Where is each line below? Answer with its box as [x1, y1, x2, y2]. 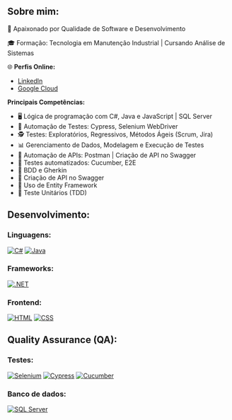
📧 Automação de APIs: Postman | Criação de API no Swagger [17, 151, 197, 159]
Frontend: [7, 297, 42, 307]
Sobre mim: [7, 6, 59, 18]
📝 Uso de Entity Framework [17, 180, 98, 189]
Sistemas [7, 49, 34, 57]
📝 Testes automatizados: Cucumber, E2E [17, 158, 137, 167]
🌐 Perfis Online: [7, 62, 55, 71]
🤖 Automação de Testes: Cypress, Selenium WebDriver [17, 122, 178, 130]
